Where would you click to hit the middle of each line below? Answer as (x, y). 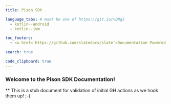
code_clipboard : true (28, 61)
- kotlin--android (30, 24)
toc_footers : (19, 38)
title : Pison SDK (24, 10)
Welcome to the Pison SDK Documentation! (60, 79)
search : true (19, 52)
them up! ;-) (18, 96)
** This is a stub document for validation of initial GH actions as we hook (82, 91)
